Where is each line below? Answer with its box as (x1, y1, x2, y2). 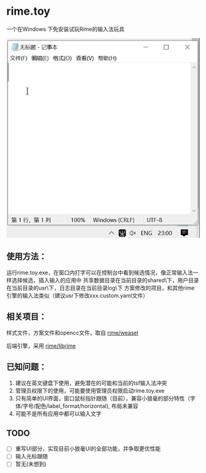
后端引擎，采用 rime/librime (6, 342, 76, 349)
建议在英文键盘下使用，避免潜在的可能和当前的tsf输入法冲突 (15, 379, 167, 386)
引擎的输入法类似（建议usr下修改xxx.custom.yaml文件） (6, 291, 149, 299)
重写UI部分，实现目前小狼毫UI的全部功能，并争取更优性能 (15, 445, 161, 452)
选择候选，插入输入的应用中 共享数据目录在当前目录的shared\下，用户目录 (11, 276, 199, 283)
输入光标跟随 (15, 453, 48, 460)
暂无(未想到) (15, 460, 47, 467)
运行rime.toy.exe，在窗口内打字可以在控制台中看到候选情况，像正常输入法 (6, 269, 193, 276)
